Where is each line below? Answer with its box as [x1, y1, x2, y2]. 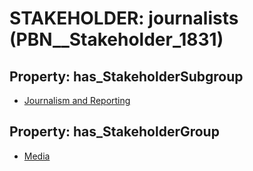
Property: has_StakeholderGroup [9, 123, 220, 141]
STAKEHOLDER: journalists [9, 7, 239, 30]
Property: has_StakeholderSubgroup [9, 68, 244, 85]
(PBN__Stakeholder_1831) [9, 28, 224, 51]
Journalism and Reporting [23, 95, 131, 106]
